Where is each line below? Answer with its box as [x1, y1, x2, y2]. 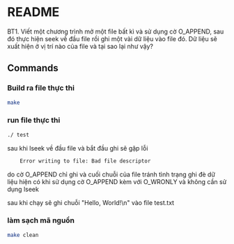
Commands [7, 62, 59, 74]
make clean [7, 231, 39, 238]
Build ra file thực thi [7, 83, 75, 93]
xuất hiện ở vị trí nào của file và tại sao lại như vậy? [7, 42, 153, 50]
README [7, 4, 60, 20]
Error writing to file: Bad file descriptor [19, 158, 151, 165]
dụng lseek [7, 185, 40, 193]
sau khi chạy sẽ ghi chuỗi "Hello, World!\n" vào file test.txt [7, 198, 175, 206]
